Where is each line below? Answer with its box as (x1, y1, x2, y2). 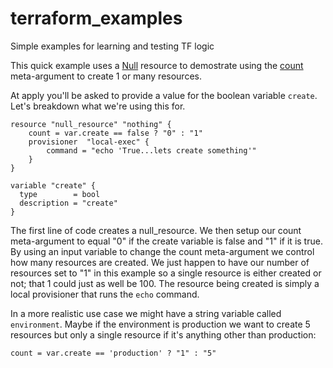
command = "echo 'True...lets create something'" (46, 145, 257, 156)
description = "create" (19, 198, 118, 208)
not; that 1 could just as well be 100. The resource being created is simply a (10, 277, 320, 289)
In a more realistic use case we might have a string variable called (10, 307, 282, 319)
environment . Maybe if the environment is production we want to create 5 (10, 318, 311, 330)
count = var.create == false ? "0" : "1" (28, 128, 203, 138)
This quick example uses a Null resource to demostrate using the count (10, 59, 304, 71)
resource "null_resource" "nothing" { (10, 119, 172, 129)
